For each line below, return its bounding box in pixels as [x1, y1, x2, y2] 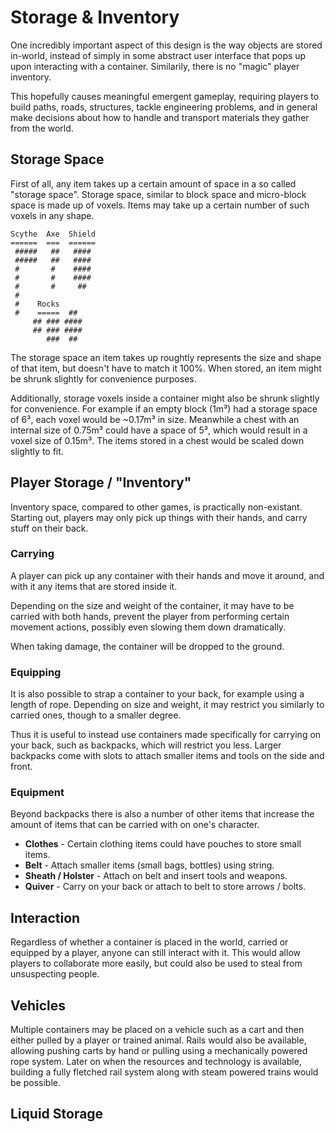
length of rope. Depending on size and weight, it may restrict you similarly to [10, 699, 325, 711]
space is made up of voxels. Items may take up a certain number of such [10, 199, 310, 211]
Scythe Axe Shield [10, 229, 97, 239]
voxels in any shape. [10, 209, 95, 221]
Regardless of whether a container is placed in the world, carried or [10, 936, 289, 948]
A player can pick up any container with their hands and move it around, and [10, 569, 325, 581]
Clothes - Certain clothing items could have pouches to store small [24, 838, 302, 850]
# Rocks [14, 299, 60, 309]
